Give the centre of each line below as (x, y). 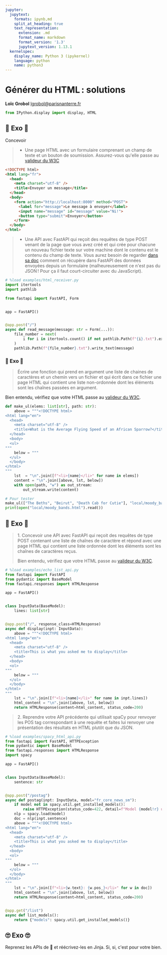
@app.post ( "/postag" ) (28, 795)
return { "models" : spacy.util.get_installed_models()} (72, 920)
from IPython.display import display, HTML (51, 113)
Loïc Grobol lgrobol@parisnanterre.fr (43, 104)
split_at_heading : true (39, 24)
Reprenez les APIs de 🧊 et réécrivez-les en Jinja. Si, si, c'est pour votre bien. (83, 947)
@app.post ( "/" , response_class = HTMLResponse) (53, 624)
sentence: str (29, 782)
